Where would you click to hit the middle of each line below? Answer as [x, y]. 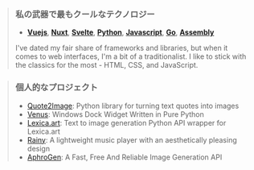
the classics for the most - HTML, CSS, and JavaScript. [107, 65]
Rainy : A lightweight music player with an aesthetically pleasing [132, 139]
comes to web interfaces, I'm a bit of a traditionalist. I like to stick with [131, 56]
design [38, 148]
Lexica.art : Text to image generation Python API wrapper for [127, 122]
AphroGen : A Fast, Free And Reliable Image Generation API [125, 157]
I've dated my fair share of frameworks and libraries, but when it [121, 48]
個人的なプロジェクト [56, 88]
